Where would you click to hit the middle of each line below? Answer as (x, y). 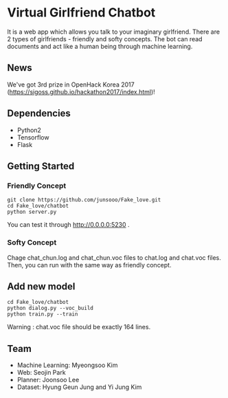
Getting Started (41, 166)
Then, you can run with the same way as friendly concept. (89, 265)
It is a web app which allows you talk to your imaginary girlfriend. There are (114, 32)
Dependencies (39, 114)
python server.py (32, 212)
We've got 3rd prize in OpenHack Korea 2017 (71, 85)
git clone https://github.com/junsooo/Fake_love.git (84, 200)
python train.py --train (43, 314)
